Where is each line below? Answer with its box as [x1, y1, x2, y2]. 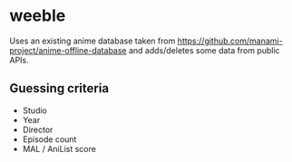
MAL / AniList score [22, 143, 97, 154]
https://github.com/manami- [177, 35, 283, 46]
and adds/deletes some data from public [128, 44, 280, 55]
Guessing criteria [9, 81, 110, 96]
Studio [22, 105, 47, 116]
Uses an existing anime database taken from [9, 35, 176, 46]
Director [22, 124, 54, 135]
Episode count [22, 133, 77, 145]
